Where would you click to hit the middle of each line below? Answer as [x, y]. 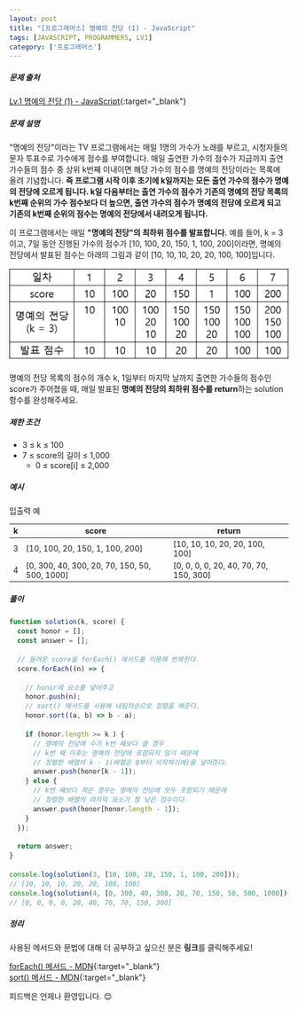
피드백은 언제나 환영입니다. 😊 [61, 997]
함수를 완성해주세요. [43, 400]
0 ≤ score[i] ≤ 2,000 [72, 465]
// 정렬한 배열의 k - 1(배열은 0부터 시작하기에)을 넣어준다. [130, 763]
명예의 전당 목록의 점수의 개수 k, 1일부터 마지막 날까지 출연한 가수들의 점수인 [141, 378]
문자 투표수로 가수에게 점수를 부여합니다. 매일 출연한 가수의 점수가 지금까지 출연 [146, 159]
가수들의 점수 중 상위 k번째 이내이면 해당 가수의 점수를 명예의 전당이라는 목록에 [145, 169]
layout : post [33, 19]
